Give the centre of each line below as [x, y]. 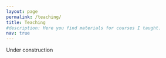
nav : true [18, 33]
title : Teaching [26, 22]
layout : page [22, 11]
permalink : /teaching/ [34, 17]
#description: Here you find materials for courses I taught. [84, 28]
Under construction [30, 50]
